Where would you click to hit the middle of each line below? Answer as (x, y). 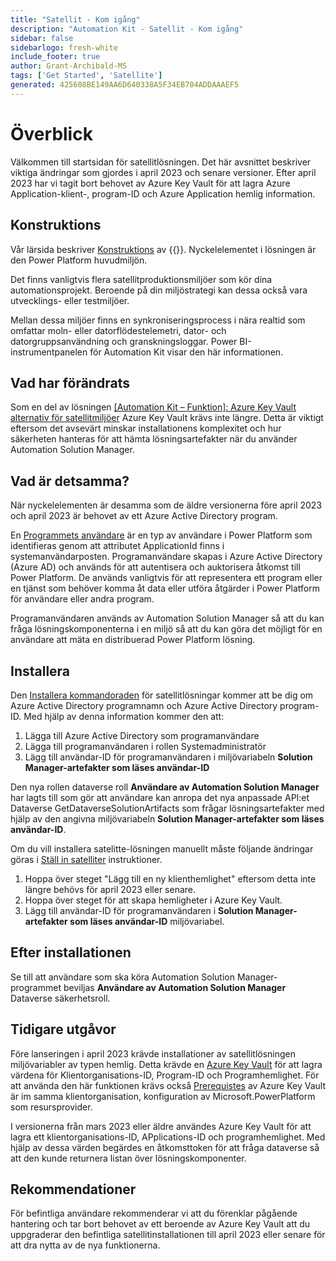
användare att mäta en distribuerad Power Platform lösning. (133, 640)
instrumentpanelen (49, 352)
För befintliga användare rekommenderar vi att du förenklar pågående (154, 1213)
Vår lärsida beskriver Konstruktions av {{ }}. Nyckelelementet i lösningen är (163, 249)
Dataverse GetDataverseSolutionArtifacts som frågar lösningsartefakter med (167, 808)
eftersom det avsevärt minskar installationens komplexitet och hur (146, 428)
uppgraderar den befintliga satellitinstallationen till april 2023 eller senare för (168, 1235)
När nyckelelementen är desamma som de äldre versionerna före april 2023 (166, 505)
